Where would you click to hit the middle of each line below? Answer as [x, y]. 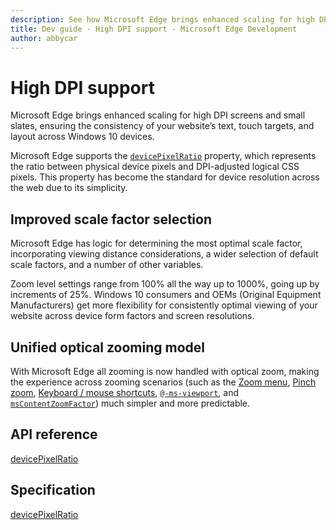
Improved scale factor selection [111, 219]
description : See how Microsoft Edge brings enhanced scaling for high [162, 19]
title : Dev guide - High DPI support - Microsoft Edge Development [154, 29]
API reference [54, 434]
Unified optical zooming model [108, 347]
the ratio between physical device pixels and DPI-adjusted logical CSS [155, 167]
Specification [53, 490]
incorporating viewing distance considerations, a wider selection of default [164, 254]
